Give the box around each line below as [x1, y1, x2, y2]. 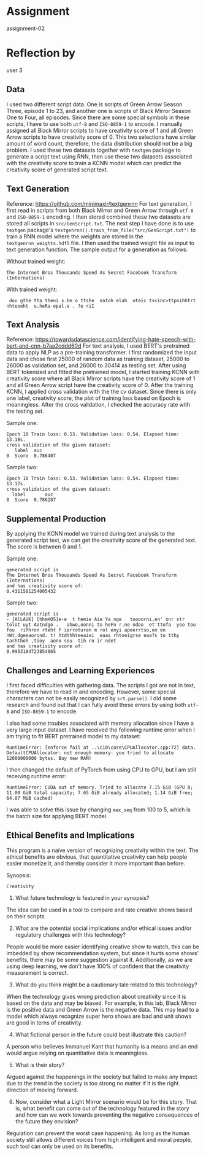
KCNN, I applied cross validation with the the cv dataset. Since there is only [6, 388, 197, 396]
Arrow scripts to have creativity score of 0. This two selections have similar [6, 133, 196, 141]
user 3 [6, 66, 23, 74]
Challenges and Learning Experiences [6, 665, 155, 676]
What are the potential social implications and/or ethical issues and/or [15, 924, 192, 932]
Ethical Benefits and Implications [6, 830, 135, 841]
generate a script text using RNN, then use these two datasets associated [6, 152, 193, 160]
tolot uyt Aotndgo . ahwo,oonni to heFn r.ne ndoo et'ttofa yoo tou [6, 622, 196, 628]
